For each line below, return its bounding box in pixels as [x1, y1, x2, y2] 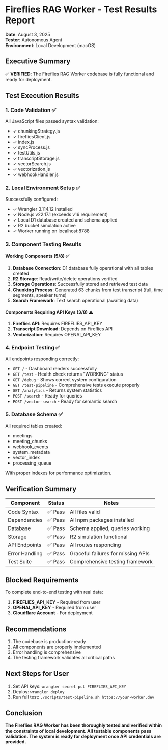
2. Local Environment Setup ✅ [5, 184, 80, 191]
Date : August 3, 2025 [5, 31, 50, 37]
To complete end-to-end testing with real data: [5, 589, 103, 595]
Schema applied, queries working [69, 525, 150, 532]
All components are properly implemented [12, 644, 101, 650]
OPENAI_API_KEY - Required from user [12, 605, 96, 611]
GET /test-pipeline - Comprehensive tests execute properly [12, 382, 140, 388]
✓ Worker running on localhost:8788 [12, 228, 90, 234]
